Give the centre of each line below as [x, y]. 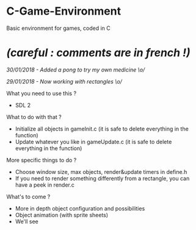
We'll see [27, 221]
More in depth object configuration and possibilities [80, 208]
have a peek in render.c [45, 185]
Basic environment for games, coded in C [59, 28]
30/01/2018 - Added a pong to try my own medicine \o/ [76, 70]
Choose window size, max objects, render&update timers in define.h [101, 171]
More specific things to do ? [42, 160]
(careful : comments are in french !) [98, 53]
